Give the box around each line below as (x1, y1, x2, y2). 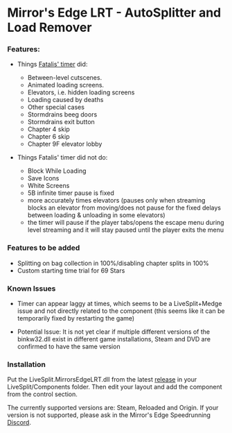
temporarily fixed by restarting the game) (17, 314, 135, 323)
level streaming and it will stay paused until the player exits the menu (27, 226, 224, 234)
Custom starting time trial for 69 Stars (17, 266, 125, 275)
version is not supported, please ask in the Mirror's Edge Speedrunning (7, 411, 211, 419)
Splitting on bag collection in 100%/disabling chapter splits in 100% (17, 259, 209, 267)
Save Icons (27, 174, 60, 182)
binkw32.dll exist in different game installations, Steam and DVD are (17, 335, 211, 343)
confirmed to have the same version (17, 342, 121, 351)
